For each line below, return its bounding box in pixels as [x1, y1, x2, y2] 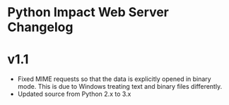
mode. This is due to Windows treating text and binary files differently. [17, 82, 223, 91]
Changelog [7, 19, 74, 35]
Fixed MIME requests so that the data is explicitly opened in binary [17, 75, 211, 83]
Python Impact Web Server [7, 4, 170, 20]
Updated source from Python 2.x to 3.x [17, 89, 131, 99]
